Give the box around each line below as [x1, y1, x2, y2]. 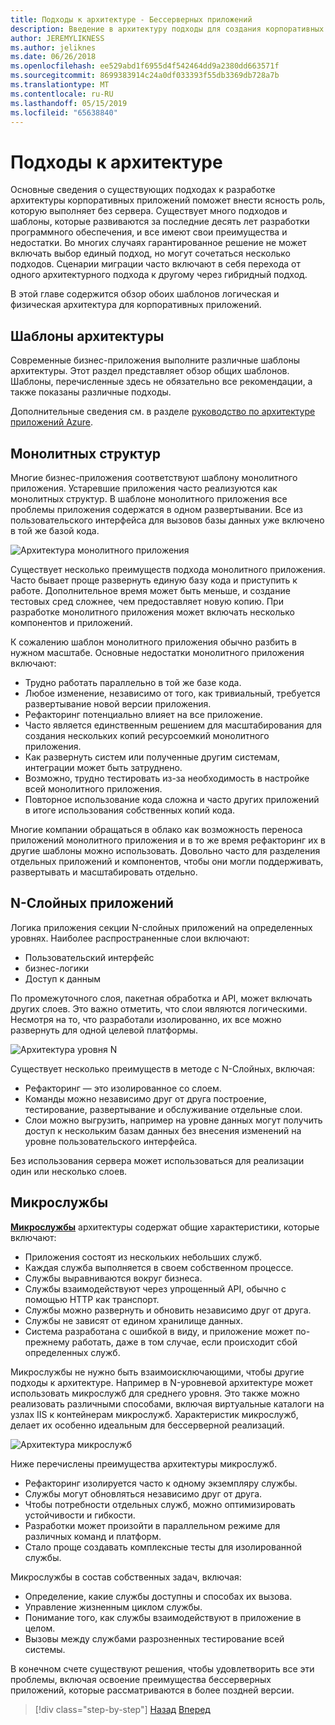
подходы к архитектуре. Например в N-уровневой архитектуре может [10, 1376, 313, 1388]
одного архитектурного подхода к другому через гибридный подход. [10, 269, 308, 281]
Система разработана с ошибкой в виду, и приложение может [24, 1325, 294, 1337]
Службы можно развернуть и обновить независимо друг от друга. [24, 1304, 312, 1316]
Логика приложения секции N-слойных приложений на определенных [10, 921, 313, 933]
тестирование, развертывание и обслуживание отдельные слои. [24, 1103, 303, 1115]
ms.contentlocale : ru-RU [10, 89, 114, 99]
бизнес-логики [24, 962, 90, 974]
